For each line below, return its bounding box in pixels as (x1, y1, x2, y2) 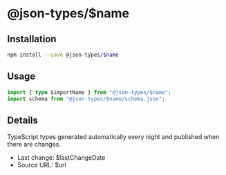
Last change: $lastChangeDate (17, 154, 106, 162)
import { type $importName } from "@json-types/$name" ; (7, 89, 171, 95)
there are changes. (7, 140, 61, 149)
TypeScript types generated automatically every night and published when (7, 133, 220, 141)
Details (7, 114, 38, 126)
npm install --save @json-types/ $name (7, 51, 119, 58)
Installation (7, 33, 57, 45)
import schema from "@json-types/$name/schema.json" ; (7, 95, 166, 102)
